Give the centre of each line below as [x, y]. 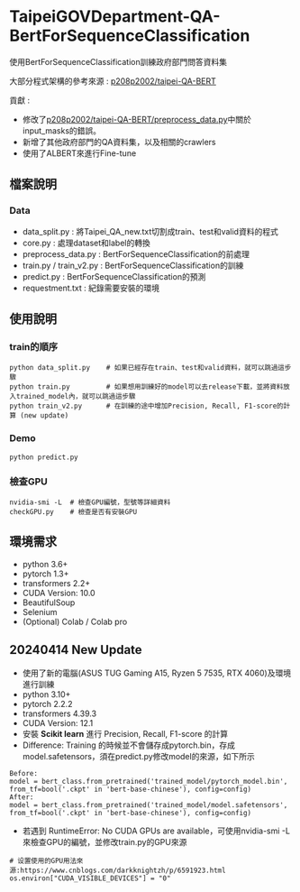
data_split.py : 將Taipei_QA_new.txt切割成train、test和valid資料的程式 [150, 231]
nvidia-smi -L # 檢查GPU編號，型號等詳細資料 [90, 502]
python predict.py [44, 457]
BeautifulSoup [49, 602]
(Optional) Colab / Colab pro [75, 621]
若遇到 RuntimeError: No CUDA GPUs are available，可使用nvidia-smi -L [156, 831]
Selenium [40, 612]
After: [22, 797]
